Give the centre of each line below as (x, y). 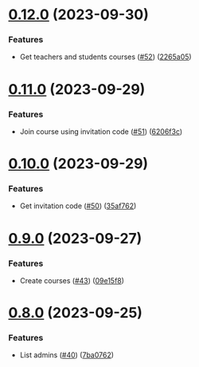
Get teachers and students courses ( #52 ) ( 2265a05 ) (106, 57)
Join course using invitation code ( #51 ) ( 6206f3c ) (101, 131)
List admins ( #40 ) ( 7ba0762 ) (66, 355)
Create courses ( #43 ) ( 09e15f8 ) (72, 280)
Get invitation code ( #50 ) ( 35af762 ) (78, 206)
